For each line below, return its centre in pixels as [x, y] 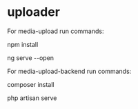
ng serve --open [30, 58]
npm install [23, 44]
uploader [34, 12]
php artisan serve [32, 98]
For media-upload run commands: [56, 31]
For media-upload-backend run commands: [69, 71]
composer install [31, 84]
